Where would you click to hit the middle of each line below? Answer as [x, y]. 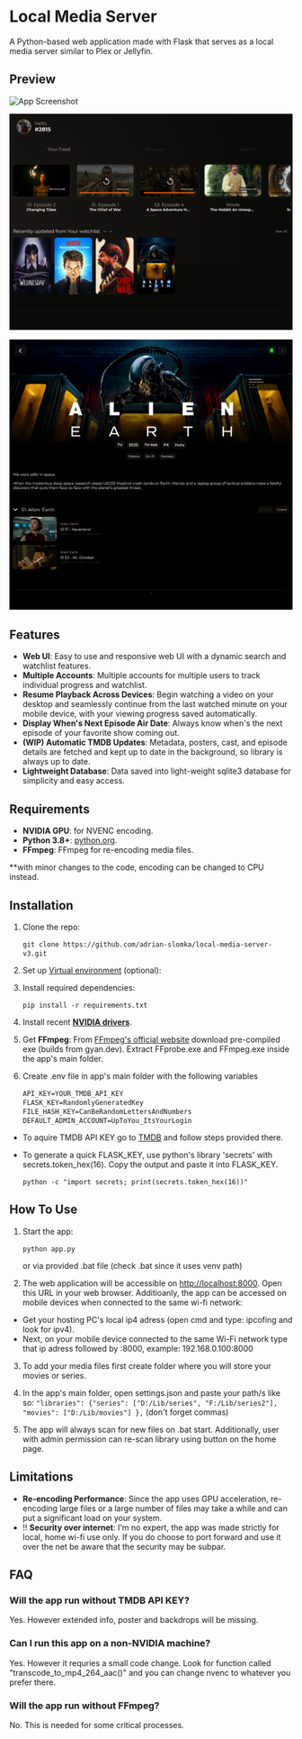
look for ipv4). [48, 1329]
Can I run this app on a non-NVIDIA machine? [110, 1644]
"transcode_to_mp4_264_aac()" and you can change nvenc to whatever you [150, 1672]
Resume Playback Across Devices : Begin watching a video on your [148, 694]
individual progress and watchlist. [84, 685]
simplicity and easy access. [74, 781]
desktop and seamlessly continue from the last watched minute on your [155, 704]
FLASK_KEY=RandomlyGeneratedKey [83, 1102]
